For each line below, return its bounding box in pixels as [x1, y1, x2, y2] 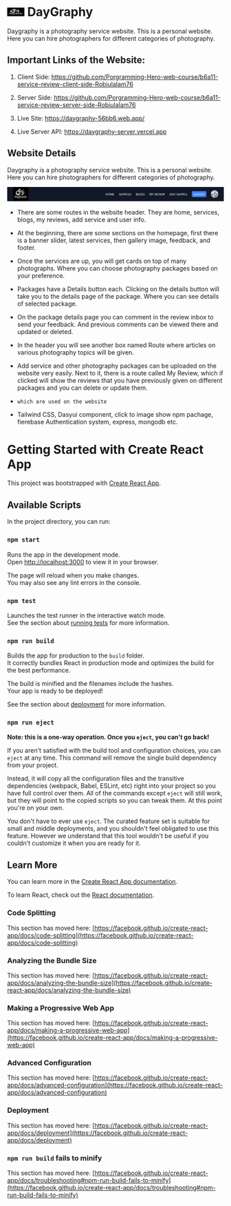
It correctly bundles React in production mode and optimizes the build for [7, 659, 214, 667]
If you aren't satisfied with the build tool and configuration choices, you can [7, 747, 221, 755]
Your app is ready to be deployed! [7, 687, 103, 695]
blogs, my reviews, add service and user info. [16, 215, 146, 224]
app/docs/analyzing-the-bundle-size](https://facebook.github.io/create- [7, 978, 213, 987]
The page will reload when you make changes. [7, 571, 140, 580]
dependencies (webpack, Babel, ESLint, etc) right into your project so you [7, 782, 217, 790]
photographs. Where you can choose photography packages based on [16, 264, 218, 273]
